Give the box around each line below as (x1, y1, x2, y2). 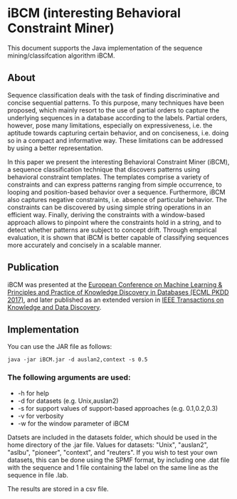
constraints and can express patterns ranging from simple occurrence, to (7, 180, 222, 189)
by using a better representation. (7, 144, 103, 152)
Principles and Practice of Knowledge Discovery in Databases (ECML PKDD (7, 288, 229, 296)
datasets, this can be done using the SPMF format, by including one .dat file (7, 456, 230, 464)
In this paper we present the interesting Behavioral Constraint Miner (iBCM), (7, 157, 230, 166)
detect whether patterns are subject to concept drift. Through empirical (7, 226, 217, 234)
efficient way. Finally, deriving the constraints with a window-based (7, 210, 205, 219)
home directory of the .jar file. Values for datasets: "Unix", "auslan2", (7, 440, 209, 449)
